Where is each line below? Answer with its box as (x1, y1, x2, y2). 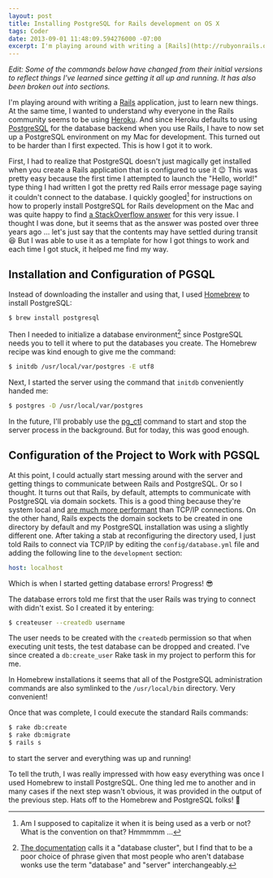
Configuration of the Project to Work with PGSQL (8, 449, 260, 463)
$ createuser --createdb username (8, 619, 126, 627)
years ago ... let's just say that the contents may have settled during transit (8, 227, 258, 237)
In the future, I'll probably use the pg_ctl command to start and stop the (8, 416, 247, 426)
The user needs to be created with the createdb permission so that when (8, 633, 252, 643)
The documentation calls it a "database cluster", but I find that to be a (19, 843, 253, 853)
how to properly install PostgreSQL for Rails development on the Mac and (8, 201, 254, 211)
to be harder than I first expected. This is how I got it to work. (8, 141, 213, 150)
